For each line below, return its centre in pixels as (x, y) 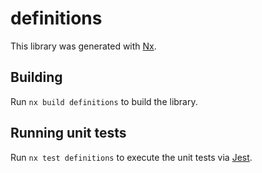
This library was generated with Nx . (83, 46)
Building (36, 77)
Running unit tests (68, 133)
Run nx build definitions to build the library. (104, 101)
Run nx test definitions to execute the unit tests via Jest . (131, 157)
